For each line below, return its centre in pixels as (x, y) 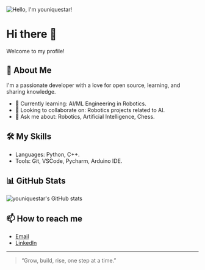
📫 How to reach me (45, 218)
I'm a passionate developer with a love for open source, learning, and (93, 85)
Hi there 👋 (31, 34)
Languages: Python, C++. (47, 154)
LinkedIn (26, 243)
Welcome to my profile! (36, 51)
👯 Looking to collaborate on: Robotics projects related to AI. (90, 110)
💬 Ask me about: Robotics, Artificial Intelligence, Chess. (85, 116)
